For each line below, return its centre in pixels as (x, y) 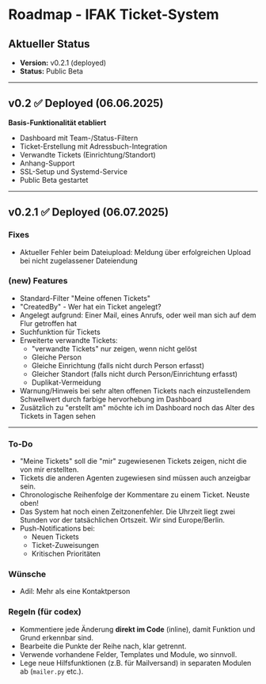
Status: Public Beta (51, 71)
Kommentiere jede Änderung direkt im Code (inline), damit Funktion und (137, 629)
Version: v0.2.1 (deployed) (63, 63)
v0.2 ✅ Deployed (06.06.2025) (86, 103)
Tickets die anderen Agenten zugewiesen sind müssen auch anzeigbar (135, 478)
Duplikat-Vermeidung (66, 382)
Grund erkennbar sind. (56, 637)
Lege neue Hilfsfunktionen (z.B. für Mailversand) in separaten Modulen (135, 663)
